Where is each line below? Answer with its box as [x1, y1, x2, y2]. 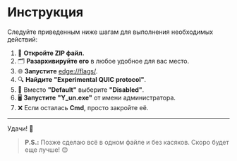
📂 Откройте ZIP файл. [17, 49, 85, 57]
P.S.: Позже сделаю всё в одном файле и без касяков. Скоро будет [24, 138, 229, 146]
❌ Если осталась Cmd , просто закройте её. [17, 103, 149, 112]
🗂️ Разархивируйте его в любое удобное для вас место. [17, 56, 190, 65]
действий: [7, 35, 38, 43]
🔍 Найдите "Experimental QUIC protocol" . [17, 75, 147, 83]
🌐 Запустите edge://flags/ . [17, 66, 98, 75]
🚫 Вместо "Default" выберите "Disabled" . [17, 85, 145, 94]
